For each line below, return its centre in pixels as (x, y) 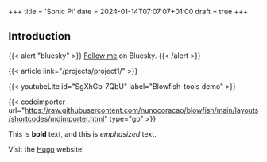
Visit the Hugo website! (46, 149)
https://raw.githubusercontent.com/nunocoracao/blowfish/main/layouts (141, 110)
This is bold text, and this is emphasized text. (82, 133)
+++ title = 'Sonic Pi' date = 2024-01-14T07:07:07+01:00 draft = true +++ (128, 12)
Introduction (40, 36)
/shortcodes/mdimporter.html (56, 118)
